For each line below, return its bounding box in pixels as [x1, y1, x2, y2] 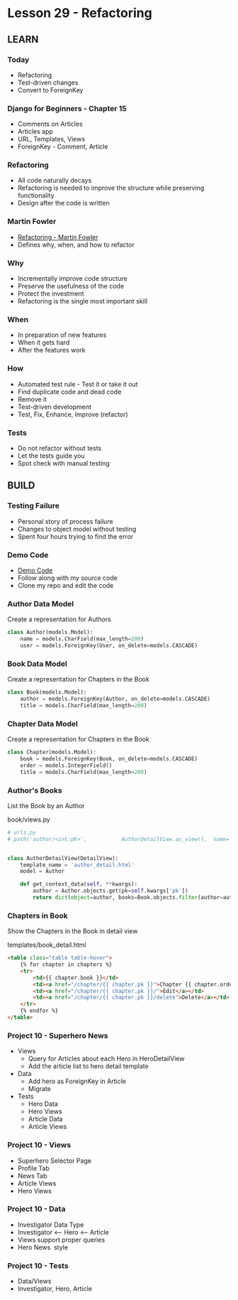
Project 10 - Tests [7, 1260, 69, 1270]
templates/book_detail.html [7, 940, 86, 950]
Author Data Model [7, 598, 74, 608]
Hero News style [17, 1242, 69, 1252]
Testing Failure [7, 501, 60, 511]
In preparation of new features [17, 331, 107, 339]
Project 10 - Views [7, 1140, 72, 1150]
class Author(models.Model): [7, 629, 93, 636]
